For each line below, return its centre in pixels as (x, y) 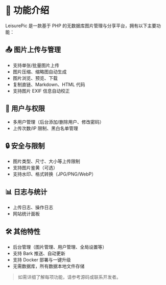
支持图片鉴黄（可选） (35, 168)
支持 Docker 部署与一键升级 (42, 260)
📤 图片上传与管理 (33, 50)
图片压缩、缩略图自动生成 (40, 72)
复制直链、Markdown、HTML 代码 (49, 84)
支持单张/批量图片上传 (36, 65)
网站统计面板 (26, 214)
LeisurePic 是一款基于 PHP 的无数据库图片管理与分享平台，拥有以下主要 (81, 26)
